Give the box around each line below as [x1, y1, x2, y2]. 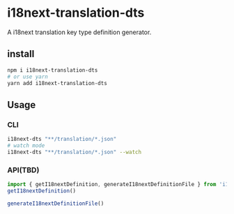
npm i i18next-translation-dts [7, 66, 98, 74]
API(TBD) [7, 165, 40, 175]
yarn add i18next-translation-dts [7, 79, 108, 86]
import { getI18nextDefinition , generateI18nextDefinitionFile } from [7, 181, 217, 188]
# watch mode [7, 142, 45, 149]
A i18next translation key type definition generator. [7, 28, 152, 36]
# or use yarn [7, 73, 49, 80]
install [7, 48, 35, 60]
